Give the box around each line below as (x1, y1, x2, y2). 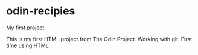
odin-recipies (6, 4, 75, 18)
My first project (6, 24, 45, 31)
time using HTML (6, 42, 49, 49)
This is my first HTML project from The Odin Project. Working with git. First (6, 35, 192, 42)
